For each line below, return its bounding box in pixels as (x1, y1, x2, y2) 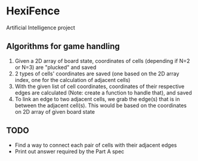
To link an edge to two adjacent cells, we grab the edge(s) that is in (14, 95, 180, 102)
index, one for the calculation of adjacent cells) (14, 76, 131, 83)
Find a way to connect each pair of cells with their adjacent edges (14, 141, 177, 148)
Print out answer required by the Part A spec (14, 148, 125, 155)
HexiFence (6, 4, 60, 18)
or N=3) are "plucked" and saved (14, 63, 97, 71)
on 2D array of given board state (14, 108, 95, 115)
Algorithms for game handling (6, 41, 120, 51)
